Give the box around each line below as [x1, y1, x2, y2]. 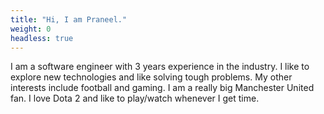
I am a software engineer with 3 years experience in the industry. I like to [10, 61, 310, 73]
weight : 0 [10, 24, 52, 34]
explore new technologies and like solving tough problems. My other [10, 71, 293, 83]
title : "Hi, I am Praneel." [10, 14, 128, 25]
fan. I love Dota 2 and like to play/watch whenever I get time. [10, 92, 260, 105]
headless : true [10, 33, 74, 43]
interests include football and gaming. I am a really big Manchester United [10, 82, 315, 94]
